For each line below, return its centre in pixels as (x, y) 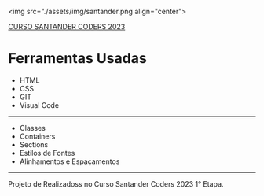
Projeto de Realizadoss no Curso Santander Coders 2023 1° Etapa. (116, 183)
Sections (34, 144)
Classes (32, 128)
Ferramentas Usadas (77, 59)
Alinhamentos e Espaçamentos (70, 161)
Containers (37, 136)
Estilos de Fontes (47, 153)
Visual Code (39, 105)
